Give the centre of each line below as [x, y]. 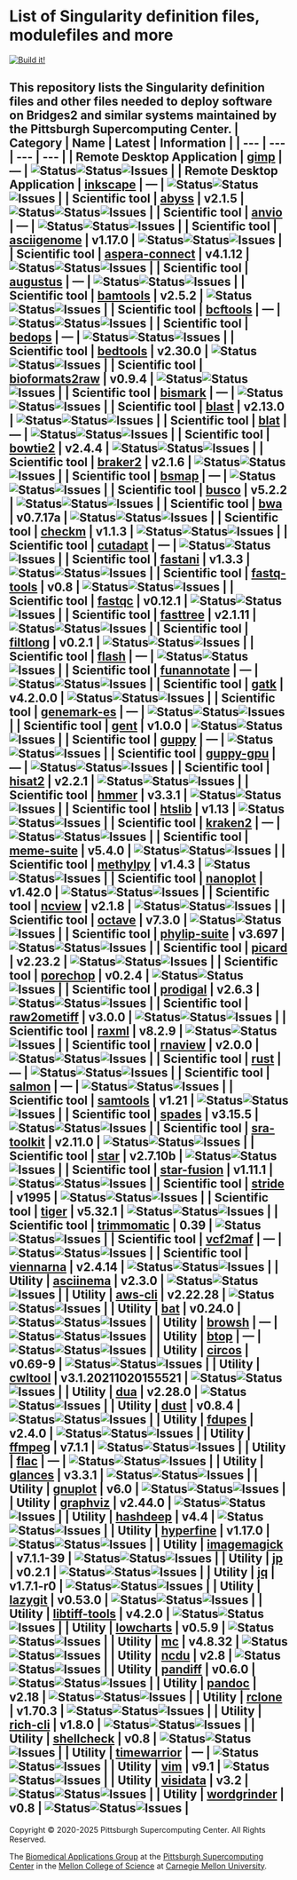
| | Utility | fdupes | [202, 1420]
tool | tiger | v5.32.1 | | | [144, 1212]
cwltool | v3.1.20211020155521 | [99, 1378]
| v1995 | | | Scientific [139, 1198]
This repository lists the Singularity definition [137, 87]
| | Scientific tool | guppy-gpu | [190, 754]
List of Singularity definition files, [134, 16]
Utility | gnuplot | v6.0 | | [148, 1489]
